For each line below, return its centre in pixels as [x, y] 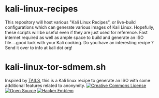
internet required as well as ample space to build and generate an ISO [74, 37]
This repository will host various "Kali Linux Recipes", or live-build [71, 22]
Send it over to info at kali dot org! [39, 48]
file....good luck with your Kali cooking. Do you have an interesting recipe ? [79, 42]
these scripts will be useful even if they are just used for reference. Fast [76, 32]
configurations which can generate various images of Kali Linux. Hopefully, [80, 27]
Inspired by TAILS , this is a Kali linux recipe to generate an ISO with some [78, 80]
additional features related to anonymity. [45, 86]
